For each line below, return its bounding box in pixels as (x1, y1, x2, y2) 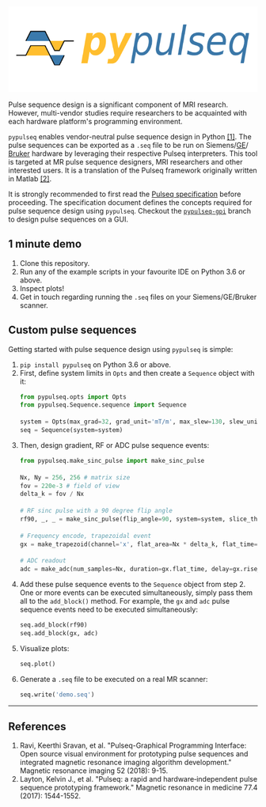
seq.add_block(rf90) (19, 621, 88, 629)
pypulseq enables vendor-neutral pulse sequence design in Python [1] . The (8, 131, 252, 141)
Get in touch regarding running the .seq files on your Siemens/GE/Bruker (19, 292, 257, 301)
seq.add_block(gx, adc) (19, 630, 99, 638)
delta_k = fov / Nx (19, 490, 85, 498)
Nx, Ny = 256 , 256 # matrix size (19, 473, 131, 481)
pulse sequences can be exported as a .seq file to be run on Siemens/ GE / (8, 140, 249, 150)
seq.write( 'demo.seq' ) (19, 691, 95, 699)
